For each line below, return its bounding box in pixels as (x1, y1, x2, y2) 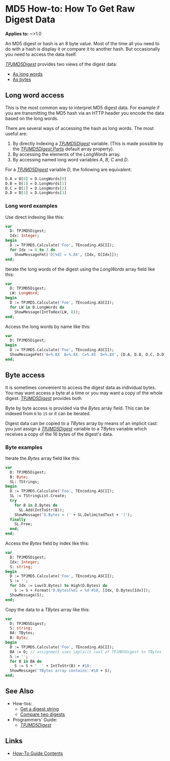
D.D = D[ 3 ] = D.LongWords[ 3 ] (5, 190, 67, 195)
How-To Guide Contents (12, 750, 63, 756)
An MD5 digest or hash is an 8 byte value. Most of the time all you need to (5, 40, 160, 46)
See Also (5, 687, 34, 696)
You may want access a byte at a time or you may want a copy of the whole (5, 389, 163, 396)
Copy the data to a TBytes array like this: (5, 606, 90, 612)
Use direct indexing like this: (5, 214, 64, 220)
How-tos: (12, 700, 32, 706)
